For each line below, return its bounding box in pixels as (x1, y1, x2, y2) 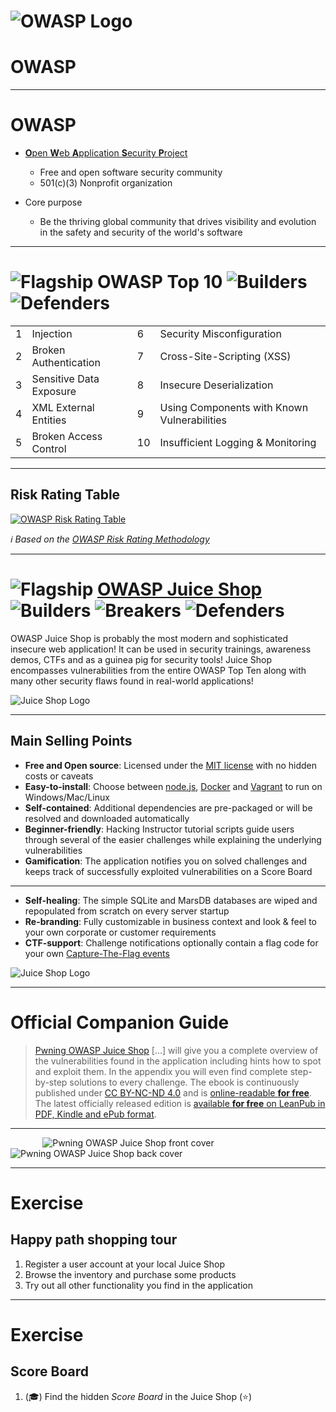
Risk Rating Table (10, 486, 121, 504)
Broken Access (31, 430, 103, 443)
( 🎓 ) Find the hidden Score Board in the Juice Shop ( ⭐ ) (24, 1390, 253, 1402)
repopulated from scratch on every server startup (24, 905, 230, 917)
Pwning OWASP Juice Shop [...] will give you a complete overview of (34, 1044, 319, 1056)
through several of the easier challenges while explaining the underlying (24, 833, 322, 845)
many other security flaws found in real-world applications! (10, 675, 254, 687)
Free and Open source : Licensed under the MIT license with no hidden (24, 759, 317, 771)
